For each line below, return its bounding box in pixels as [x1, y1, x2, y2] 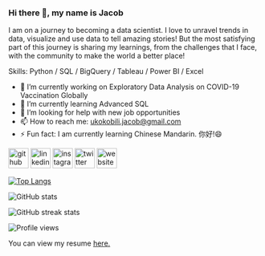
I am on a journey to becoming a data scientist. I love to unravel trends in [8, 26, 249, 35]
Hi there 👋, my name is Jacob [8, 7, 124, 18]
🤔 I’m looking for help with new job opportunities [19, 108, 181, 117]
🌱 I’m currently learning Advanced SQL [19, 100, 149, 109]
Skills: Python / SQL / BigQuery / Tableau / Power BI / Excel [8, 67, 204, 76]
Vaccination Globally [19, 91, 88, 100]
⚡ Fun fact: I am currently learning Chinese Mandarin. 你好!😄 [19, 129, 222, 139]
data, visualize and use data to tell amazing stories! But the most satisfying [8, 34, 255, 43]
